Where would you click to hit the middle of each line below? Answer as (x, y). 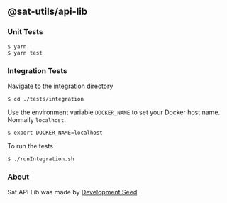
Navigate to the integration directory (60, 86)
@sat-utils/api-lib (48, 12)
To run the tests (30, 146)
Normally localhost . (37, 119)
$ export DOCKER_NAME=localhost (55, 133)
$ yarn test (25, 53)
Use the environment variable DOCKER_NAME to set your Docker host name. (114, 112)
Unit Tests (26, 32)
